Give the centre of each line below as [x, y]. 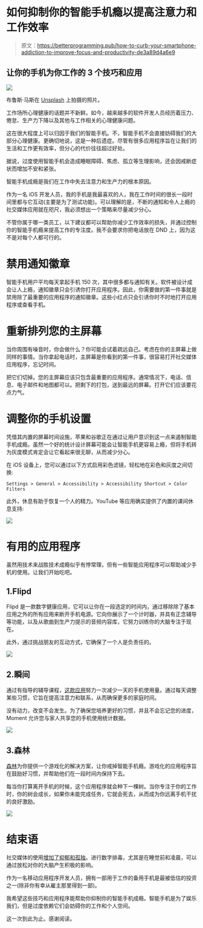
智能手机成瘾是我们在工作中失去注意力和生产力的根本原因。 [80, 181]
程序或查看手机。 [27, 304]
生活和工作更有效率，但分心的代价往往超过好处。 [67, 148]
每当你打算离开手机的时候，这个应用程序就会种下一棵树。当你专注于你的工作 [101, 786]
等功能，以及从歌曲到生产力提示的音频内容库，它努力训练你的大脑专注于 [96, 622]
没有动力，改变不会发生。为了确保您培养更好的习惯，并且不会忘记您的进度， [101, 710]
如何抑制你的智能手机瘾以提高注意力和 [102, 12]
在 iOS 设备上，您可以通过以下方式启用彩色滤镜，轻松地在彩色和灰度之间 [97, 465]
